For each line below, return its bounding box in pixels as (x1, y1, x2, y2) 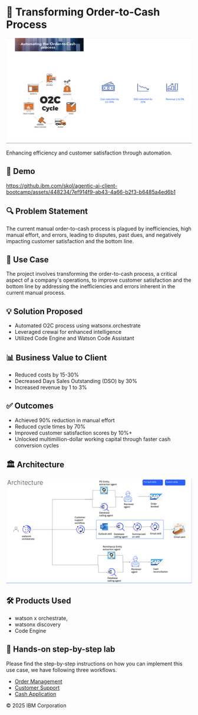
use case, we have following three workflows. (6, 666, 117, 674)
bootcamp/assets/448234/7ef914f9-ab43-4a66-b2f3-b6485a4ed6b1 (6, 188, 176, 195)
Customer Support (14, 684, 60, 691)
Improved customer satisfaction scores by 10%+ (14, 429, 133, 436)
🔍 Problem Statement (6, 207, 88, 217)
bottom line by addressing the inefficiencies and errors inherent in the (6, 283, 176, 290)
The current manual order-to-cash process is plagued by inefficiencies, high (6, 225, 192, 232)
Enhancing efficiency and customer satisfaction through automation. (6, 149, 172, 156)
